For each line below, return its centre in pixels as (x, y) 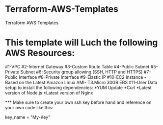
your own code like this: (29, 107)
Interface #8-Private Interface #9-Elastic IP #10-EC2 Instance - (82, 77)
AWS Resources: (40, 53)
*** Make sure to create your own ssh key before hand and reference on (78, 102)
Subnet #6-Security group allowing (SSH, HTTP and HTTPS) (81, 72)
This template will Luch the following (81, 43)
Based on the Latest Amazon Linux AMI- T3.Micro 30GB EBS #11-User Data (81, 82)
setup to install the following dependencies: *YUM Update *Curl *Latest (78, 88)
